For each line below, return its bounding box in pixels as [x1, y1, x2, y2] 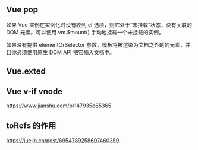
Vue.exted [6, 66, 46, 76]
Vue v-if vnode [6, 86, 63, 97]
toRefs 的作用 [6, 121, 56, 131]
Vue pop [6, 5, 39, 15]
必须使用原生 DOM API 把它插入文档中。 [16, 49, 115, 56]
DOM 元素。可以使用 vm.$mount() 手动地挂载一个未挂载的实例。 [6, 28, 165, 36]
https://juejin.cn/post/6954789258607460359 [6, 136, 120, 144]
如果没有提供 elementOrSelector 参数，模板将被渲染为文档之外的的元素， [6, 41, 186, 48]
